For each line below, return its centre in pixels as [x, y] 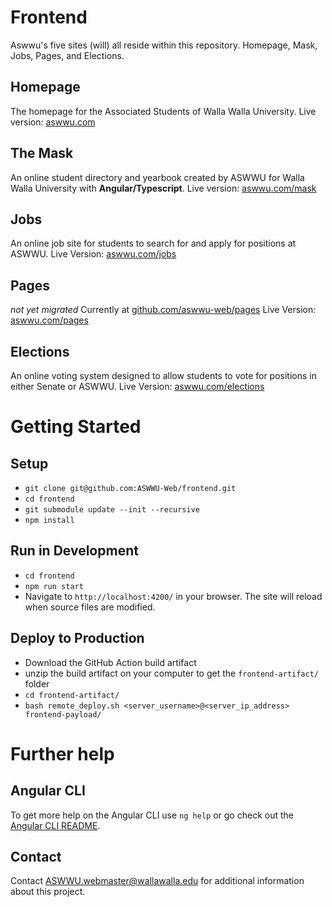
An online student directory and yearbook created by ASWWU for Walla [157, 177]
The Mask [42, 153]
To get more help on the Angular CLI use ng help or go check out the [152, 815]
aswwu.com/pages [49, 320]
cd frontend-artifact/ [72, 695]
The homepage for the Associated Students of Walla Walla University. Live [163, 111]
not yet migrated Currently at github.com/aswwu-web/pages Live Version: [163, 310]
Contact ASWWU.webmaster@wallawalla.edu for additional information [157, 881]
